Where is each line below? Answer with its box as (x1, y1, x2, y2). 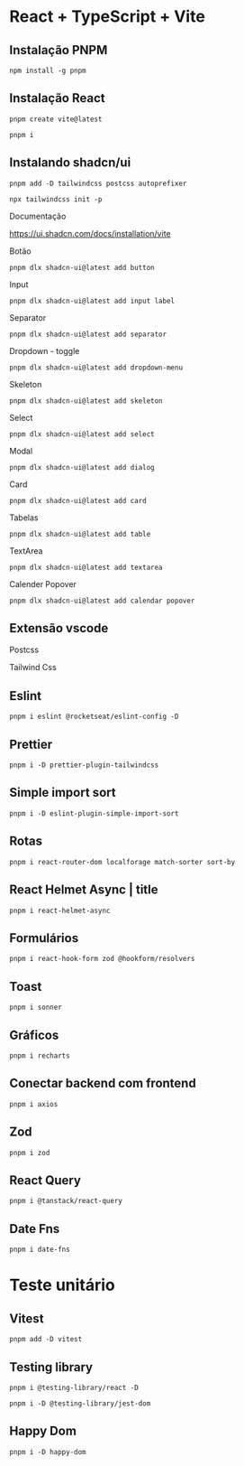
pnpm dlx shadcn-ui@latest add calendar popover (9, 596, 195, 605)
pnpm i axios (9, 1099, 59, 1108)
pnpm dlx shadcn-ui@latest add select (9, 429, 155, 439)
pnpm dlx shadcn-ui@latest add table (9, 529, 151, 538)
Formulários (9, 930, 79, 946)
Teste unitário (9, 1275, 115, 1295)
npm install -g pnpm (9, 66, 87, 75)
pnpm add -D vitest (9, 1335, 83, 1344)
